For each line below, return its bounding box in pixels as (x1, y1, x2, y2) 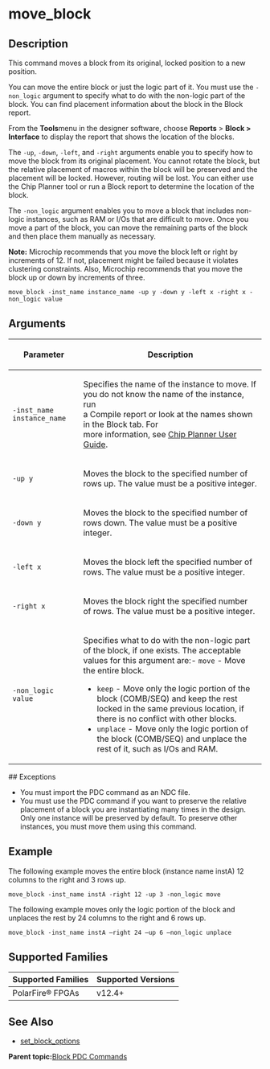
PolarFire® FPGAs (12, 988, 80, 999)
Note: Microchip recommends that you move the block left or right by (8, 247, 239, 256)
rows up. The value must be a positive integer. (83, 477, 257, 489)
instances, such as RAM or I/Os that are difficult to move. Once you (26, 215, 249, 223)
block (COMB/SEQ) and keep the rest (96, 693, 238, 704)
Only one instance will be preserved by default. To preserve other (19, 813, 238, 822)
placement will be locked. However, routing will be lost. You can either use (8, 174, 255, 182)
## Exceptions (8, 772, 56, 781)
